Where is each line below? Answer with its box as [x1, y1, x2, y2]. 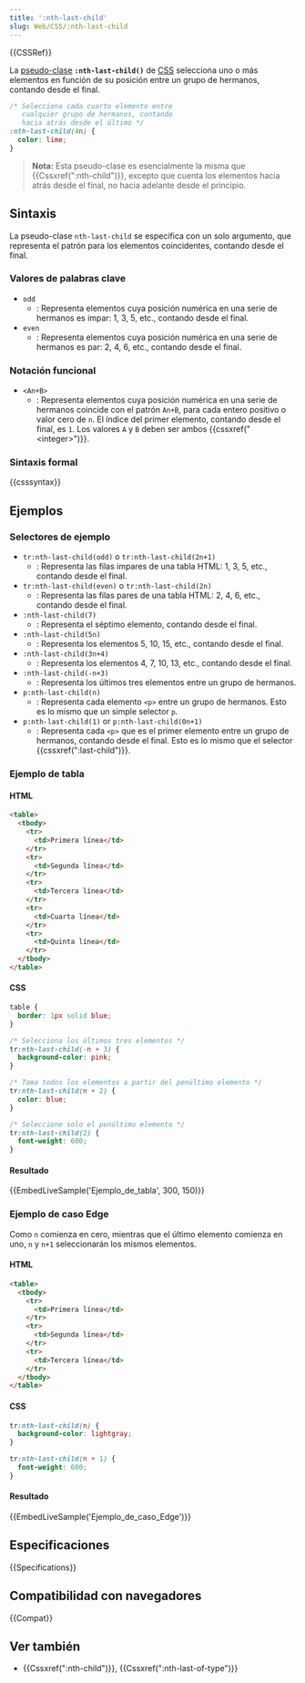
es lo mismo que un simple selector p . [36, 706, 178, 717]
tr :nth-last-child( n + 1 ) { [9, 1454, 117, 1463]
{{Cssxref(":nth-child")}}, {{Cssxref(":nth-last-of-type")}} [22, 1663, 239, 1674]
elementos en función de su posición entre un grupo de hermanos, [9, 74, 260, 85]
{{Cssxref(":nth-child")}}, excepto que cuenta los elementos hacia [31, 169, 280, 180]
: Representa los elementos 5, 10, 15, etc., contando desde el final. [36, 639, 284, 650]
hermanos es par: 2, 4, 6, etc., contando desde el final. [36, 341, 242, 352]
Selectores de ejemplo [9, 530, 111, 543]
